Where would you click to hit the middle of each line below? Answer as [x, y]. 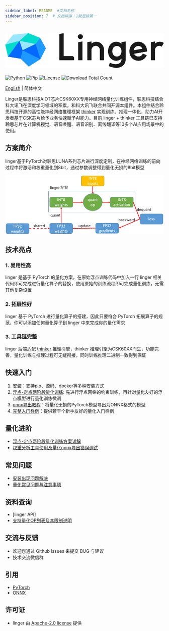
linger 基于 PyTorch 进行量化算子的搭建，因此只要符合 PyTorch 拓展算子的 [82, 316]
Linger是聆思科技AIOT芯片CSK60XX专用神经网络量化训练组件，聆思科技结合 [84, 99]
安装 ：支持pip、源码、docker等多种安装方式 [58, 386]
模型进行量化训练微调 [39, 398]
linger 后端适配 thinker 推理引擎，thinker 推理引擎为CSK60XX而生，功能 [80, 349]
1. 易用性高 [18, 265]
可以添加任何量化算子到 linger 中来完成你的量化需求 [72, 323]
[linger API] [24, 514]
